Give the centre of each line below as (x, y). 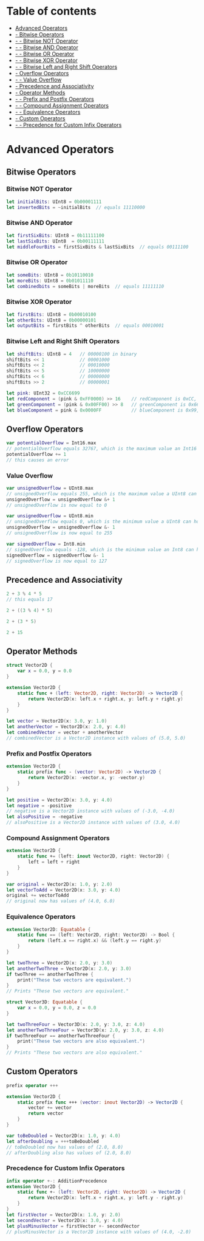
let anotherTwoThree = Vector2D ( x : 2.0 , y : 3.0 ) (69, 968)
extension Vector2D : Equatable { (49, 929)
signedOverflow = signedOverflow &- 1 (55, 555)
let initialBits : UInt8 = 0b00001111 (54, 202)
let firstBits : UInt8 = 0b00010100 (51, 314)
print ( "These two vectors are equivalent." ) (74, 980)
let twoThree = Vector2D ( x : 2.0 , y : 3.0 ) (59, 963)
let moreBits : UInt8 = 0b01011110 (50, 281)
